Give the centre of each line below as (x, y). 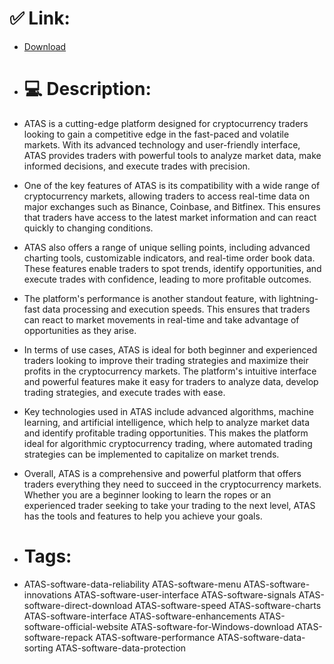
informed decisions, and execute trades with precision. (137, 166)
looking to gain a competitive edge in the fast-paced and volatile (156, 134)
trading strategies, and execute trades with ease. (124, 392)
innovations (47, 594)
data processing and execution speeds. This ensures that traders (176, 309)
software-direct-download (78, 605)
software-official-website (76, 626)
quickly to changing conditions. (88, 228)
